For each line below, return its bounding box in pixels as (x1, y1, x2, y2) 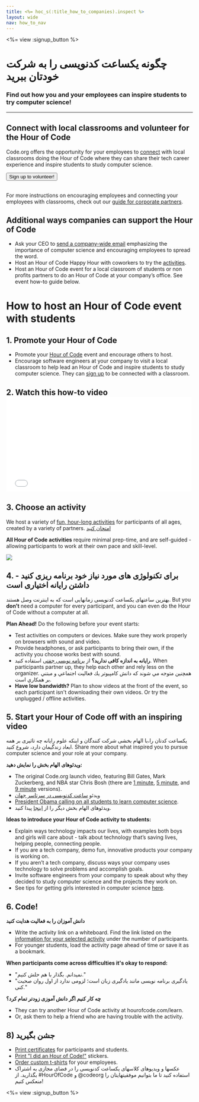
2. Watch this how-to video (6, 387, 108, 397)
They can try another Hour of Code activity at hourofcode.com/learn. (14, 1007, 184, 1014)
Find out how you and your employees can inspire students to (6, 90, 187, 99)
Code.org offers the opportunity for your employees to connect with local (6, 148, 185, 155)
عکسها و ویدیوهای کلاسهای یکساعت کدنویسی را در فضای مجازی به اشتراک (14, 1065, 180, 1072)
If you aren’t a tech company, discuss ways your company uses (14, 859, 170, 866)
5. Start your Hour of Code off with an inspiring (6, 712, 182, 722)
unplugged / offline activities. (14, 694, 86, 702)
